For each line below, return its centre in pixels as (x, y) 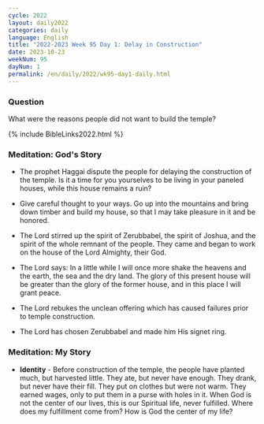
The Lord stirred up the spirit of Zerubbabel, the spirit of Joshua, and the (138, 236)
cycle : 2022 (28, 15)
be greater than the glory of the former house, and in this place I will (130, 285)
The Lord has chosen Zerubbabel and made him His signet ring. (123, 332)
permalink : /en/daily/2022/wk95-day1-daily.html (89, 74)
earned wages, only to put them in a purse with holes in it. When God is (136, 394)
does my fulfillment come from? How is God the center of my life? (126, 411)
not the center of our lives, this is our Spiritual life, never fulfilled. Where (136, 403)
